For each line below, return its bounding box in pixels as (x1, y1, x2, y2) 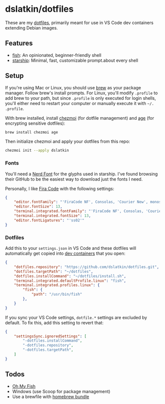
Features (5, 39, 33, 48)
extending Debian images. (5, 25, 58, 30)
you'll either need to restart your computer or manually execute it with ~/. (5, 100, 154, 106)
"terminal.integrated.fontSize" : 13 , (14, 214, 91, 218)
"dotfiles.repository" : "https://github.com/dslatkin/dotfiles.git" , (14, 264, 160, 269)
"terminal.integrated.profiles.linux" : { (14, 283, 100, 288)
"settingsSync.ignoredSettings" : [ (14, 334, 87, 339)
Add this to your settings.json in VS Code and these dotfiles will (5, 245, 137, 251)
